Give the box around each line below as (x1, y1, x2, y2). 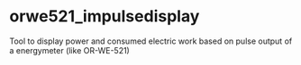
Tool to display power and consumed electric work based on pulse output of (9, 36, 293, 46)
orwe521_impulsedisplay (9, 6, 200, 27)
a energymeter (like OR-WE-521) (9, 45, 131, 55)
